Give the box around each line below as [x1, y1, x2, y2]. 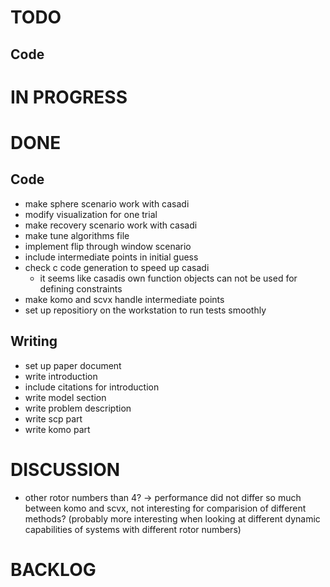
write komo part [24, 423, 91, 435]
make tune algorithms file [24, 229, 130, 241]
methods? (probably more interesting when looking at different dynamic [24, 512, 321, 525]
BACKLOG [10, 558, 97, 581]
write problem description [24, 402, 132, 414]
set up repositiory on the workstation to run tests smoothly [24, 304, 267, 316]
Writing [10, 333, 58, 350]
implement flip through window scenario [24, 240, 192, 252]
